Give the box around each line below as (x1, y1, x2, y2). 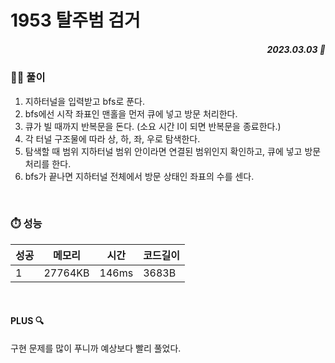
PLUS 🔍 (10, 315, 45, 327)
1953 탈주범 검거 (10, 9, 141, 32)
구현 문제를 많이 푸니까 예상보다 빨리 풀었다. (10, 342, 182, 355)
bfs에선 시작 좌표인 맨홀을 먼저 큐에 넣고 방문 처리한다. (24, 107, 238, 120)
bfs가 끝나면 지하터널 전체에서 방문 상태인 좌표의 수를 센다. (24, 170, 255, 182)
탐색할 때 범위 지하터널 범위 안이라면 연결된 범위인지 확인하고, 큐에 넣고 (24, 145, 303, 157)
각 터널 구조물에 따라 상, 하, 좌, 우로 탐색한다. (24, 132, 201, 145)
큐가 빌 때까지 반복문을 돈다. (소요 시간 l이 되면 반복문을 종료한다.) (24, 120, 282, 132)
